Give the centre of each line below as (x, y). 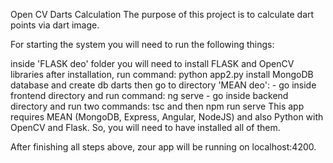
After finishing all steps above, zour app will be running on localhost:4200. (163, 147)
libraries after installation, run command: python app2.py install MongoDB (162, 74)
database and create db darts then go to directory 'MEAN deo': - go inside (163, 85)
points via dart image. (55, 25)
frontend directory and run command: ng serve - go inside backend (149, 95)
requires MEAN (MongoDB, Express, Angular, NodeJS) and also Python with (167, 117)
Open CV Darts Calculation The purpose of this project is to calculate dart (162, 14)
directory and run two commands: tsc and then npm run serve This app (157, 106)
